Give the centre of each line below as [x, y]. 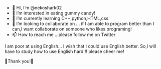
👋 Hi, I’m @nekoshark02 [37, 8]
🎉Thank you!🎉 [19, 61]
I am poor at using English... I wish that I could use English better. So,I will [80, 46]
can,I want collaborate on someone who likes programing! [72, 29]
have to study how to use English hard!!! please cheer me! [64, 51]
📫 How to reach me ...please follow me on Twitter [64, 34]
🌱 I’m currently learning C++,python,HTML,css [60, 18]
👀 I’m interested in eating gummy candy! [54, 13]
